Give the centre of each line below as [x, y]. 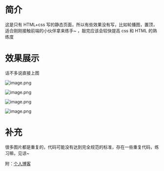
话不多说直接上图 [22, 73]
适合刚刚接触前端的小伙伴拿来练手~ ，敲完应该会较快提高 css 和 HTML [76, 30]
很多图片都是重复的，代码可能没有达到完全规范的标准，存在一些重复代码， [80, 147]
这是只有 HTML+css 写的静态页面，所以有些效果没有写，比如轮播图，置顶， [81, 24]
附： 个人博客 [18, 163]
